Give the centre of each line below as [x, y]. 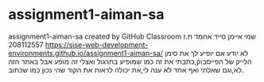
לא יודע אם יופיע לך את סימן [206, 53]
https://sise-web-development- [97, 44]
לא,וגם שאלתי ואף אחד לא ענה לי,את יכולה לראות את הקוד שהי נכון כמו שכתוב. [126, 69]
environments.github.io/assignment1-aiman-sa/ [85, 53]
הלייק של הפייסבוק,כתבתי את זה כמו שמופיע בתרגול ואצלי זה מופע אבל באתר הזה [130, 61]
